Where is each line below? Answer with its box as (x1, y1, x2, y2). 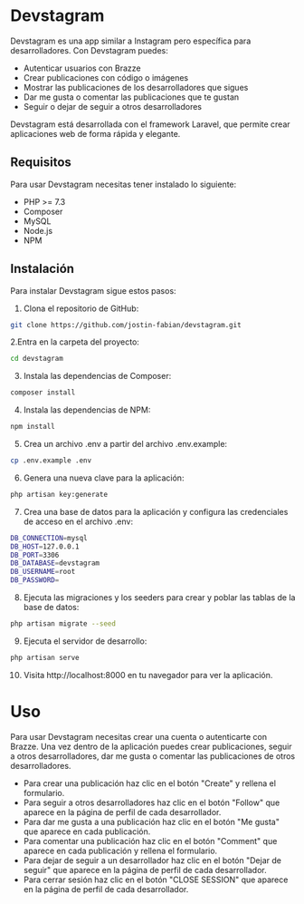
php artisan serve (10, 653, 80, 662)
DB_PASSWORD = (10, 576, 60, 585)
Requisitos (10, 155, 71, 170)
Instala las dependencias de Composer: (23, 371, 172, 382)
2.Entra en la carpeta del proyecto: (10, 336, 139, 347)
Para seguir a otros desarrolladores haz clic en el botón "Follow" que (23, 797, 280, 808)
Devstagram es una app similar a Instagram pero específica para (10, 35, 252, 46)
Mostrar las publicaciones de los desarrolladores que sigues (23, 82, 249, 92)
